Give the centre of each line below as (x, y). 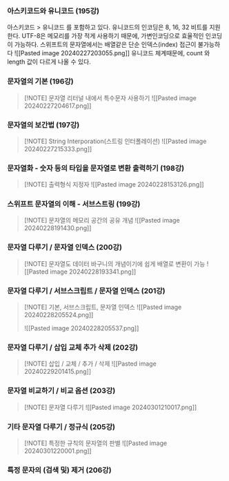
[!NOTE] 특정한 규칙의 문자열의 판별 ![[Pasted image (96, 443)
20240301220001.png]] (58, 451)
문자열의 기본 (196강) (40, 82)
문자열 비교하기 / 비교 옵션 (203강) (61, 390)
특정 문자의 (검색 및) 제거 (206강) (59, 470)
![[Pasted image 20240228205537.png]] (81, 328)
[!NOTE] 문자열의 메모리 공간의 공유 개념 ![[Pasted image (102, 220)
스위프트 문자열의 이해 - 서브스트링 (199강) (74, 204)
